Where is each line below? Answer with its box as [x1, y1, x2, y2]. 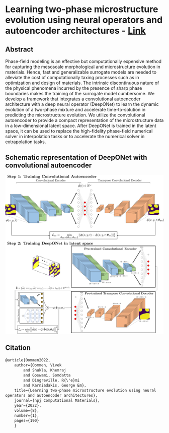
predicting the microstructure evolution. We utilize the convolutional [5, 112, 146, 118]
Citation [5, 344, 31, 352]
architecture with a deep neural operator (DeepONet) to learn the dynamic [5, 101, 159, 107]
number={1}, [14, 413, 39, 418]
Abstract [5, 45, 34, 53]
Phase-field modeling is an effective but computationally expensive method [5, 58, 162, 64]
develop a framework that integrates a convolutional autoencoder [5, 96, 141, 102]
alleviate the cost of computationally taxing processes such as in [5, 75, 139, 80]
